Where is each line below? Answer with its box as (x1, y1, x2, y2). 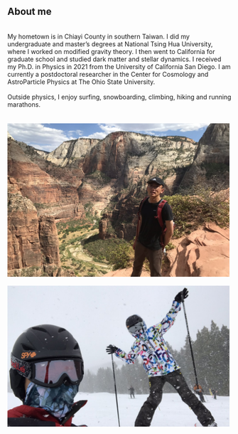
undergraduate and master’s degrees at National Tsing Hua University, (7, 39, 213, 48)
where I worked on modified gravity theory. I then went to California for (7, 47, 215, 55)
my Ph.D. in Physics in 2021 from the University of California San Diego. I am (7, 62, 231, 70)
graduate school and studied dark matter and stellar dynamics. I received (7, 55, 222, 63)
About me (7, 6, 52, 18)
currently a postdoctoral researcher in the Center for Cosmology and (7, 70, 209, 78)
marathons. (7, 100, 41, 109)
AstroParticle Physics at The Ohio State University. (7, 78, 156, 86)
